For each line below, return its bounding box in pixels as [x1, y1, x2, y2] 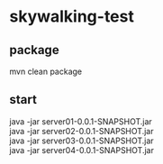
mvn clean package [9, 66, 83, 77]
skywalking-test [9, 6, 135, 27]
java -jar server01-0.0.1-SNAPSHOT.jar [9, 115, 153, 127]
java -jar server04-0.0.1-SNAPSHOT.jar [9, 144, 155, 155]
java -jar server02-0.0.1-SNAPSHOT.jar [9, 125, 154, 136]
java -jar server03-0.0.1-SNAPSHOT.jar [9, 135, 155, 146]
